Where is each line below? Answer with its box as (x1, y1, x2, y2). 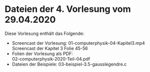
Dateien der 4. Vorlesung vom (4, 3, 131, 15)
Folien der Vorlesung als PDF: (11, 51, 73, 57)
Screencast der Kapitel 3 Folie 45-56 (11, 45, 88, 51)
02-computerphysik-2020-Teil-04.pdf (11, 56, 90, 62)
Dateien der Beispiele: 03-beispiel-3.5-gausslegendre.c (11, 61, 127, 67)
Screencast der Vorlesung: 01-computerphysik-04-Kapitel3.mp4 (11, 40, 145, 46)
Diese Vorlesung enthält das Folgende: (4, 30, 84, 36)
